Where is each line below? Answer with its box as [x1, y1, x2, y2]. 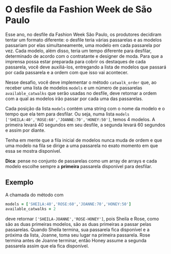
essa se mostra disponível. [5, 148, 62, 154]
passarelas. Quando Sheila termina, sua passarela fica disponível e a [5, 226, 150, 233]
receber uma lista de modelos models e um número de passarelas [5, 84, 142, 90]
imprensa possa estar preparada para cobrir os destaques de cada [5, 58, 146, 64]
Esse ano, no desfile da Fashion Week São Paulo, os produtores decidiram [5, 31, 162, 37]
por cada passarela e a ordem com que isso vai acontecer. [5, 69, 129, 75]
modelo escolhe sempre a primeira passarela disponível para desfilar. [5, 163, 152, 169]
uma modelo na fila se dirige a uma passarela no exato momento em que [5, 142, 158, 149]
